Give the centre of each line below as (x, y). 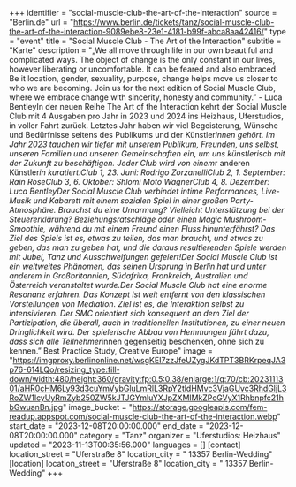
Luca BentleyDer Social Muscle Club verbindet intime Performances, (134, 191)
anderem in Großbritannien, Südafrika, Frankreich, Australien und (129, 276)
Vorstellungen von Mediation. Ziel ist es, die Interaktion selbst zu (127, 304)
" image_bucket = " (98, 407)
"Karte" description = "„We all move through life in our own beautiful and (141, 50)
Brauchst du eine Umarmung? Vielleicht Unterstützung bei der (171, 210)
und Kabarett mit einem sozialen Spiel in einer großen (131, 201)
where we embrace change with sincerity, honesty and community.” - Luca (146, 97)
